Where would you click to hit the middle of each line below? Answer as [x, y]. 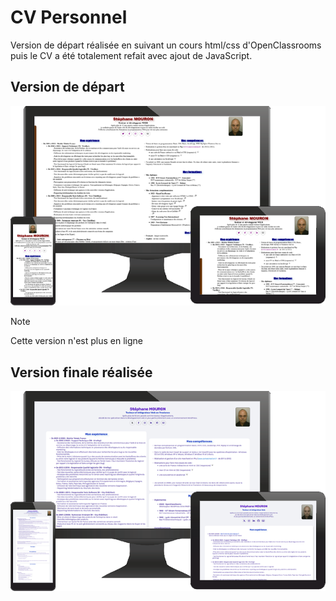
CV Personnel [69, 17]
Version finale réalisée [81, 372]
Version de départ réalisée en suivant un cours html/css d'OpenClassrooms [166, 45]
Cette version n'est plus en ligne [76, 341]
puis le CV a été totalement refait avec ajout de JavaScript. [131, 55]
